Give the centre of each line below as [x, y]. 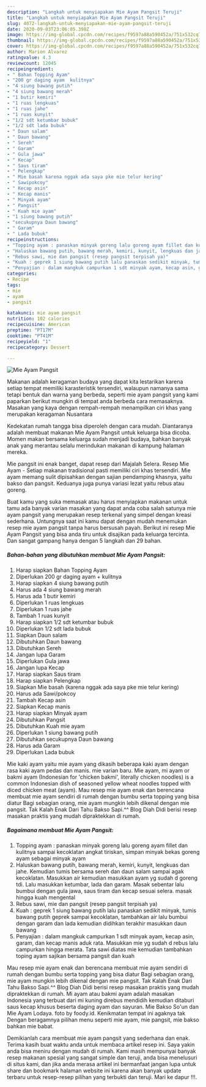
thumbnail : [21, 40]
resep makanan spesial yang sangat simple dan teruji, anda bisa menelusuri [102, 1058]
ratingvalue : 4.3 [29, 58]
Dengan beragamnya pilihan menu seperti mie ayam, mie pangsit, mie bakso [103, 1020]
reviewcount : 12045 [32, 63]
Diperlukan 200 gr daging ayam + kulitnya [68, 577]
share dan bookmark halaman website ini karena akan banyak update [94, 1070]
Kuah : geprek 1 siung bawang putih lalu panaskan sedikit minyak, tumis [106, 911]
